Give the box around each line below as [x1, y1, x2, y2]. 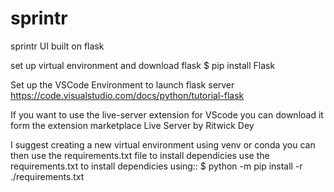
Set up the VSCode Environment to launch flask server [10, 78, 235, 91]
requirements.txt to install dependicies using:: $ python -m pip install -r [10, 160, 303, 172]
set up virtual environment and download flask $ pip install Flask [10, 59, 276, 71]
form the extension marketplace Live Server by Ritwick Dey [10, 119, 255, 131]
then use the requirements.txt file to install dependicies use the [10, 149, 270, 161]
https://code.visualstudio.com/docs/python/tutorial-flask [10, 89, 245, 101]
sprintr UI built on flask [10, 40, 105, 52]
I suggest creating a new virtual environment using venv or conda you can [10, 138, 316, 151]
